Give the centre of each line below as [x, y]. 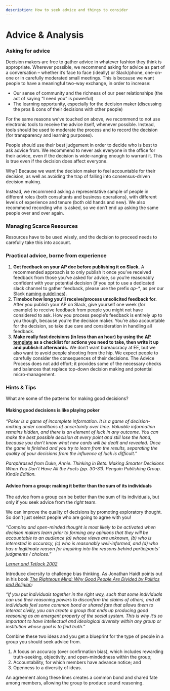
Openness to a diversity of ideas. [48, 668]
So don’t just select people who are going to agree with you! [68, 517]
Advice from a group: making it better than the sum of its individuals [79, 485]
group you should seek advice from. [44, 642]
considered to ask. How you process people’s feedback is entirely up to [88, 315]
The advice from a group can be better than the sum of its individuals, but [82, 497]
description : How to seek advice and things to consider [67, 10]
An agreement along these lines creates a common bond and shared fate [82, 678]
